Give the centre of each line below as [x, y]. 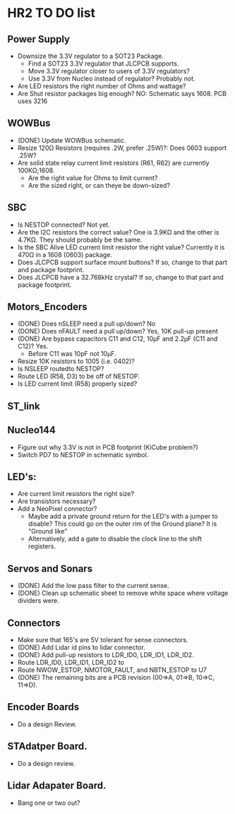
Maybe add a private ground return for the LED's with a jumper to [123, 517]
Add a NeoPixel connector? [57, 509]
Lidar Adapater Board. [57, 786]
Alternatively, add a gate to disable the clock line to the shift [115, 539]
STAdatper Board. [47, 747]
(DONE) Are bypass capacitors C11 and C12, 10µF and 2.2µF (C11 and [117, 339]
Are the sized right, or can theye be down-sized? [99, 185]
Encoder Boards [43, 707]
